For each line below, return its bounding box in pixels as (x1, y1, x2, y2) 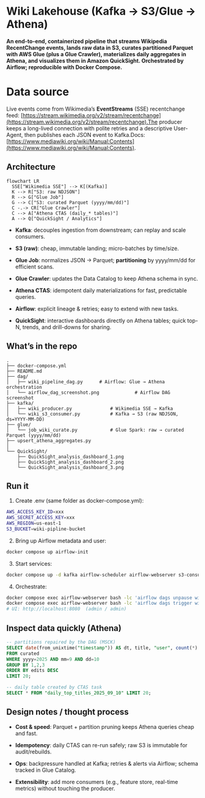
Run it (6, 481, 29, 491)
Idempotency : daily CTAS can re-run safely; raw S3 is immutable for (15, 741, 188, 748)
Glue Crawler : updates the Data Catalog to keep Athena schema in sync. (15, 275, 198, 282)
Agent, (6, 131, 23, 138)
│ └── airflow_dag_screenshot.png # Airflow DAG (6, 390, 171, 396)
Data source (6, 85, 69, 99)
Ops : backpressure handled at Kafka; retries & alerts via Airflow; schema (15, 759, 198, 767)
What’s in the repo (6, 341, 77, 352)
